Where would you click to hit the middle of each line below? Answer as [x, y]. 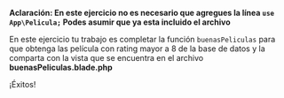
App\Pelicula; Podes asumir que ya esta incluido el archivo [120, 22]
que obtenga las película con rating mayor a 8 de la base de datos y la [138, 49]
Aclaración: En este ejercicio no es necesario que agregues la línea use [142, 13]
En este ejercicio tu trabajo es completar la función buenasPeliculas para [142, 39]
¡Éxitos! [23, 84]
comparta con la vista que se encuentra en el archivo [106, 58]
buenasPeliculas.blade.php [61, 67]
